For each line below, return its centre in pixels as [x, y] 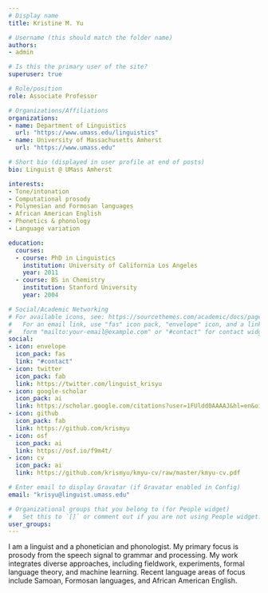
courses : [30, 250]
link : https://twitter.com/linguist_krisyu [89, 384]
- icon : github [33, 414]
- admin [21, 53]
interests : [26, 184]
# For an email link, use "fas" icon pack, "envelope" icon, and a [126, 324]
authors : [23, 45]
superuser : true [35, 74]
